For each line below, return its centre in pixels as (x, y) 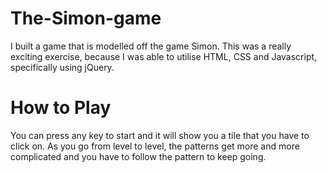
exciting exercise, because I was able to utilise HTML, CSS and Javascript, (164, 56)
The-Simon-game (86, 18)
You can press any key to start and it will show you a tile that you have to (160, 135)
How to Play (61, 108)
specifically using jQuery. (62, 67)
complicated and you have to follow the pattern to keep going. (138, 156)
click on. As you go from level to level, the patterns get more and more (155, 146)
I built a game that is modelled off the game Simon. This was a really (151, 46)
